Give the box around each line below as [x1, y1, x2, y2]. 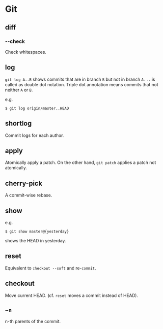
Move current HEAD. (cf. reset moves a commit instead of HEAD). [5, 292, 138, 298]
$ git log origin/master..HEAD [5, 106, 69, 111]
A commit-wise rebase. [5, 192, 53, 198]
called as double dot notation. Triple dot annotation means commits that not [5, 81, 159, 87]
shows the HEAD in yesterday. [5, 237, 66, 243]
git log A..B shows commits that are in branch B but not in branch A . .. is [5, 76, 156, 82]
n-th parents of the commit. [5, 319, 61, 325]
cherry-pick [5, 179, 43, 188]
